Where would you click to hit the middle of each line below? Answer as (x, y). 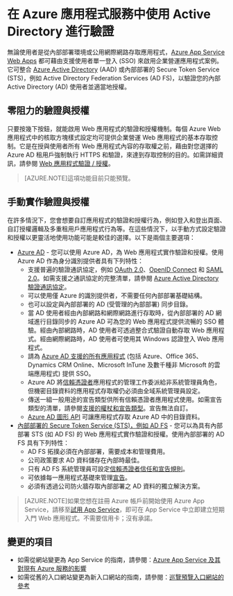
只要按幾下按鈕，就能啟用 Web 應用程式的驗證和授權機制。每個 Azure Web (114, 128)
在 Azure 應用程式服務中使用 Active (109, 14)
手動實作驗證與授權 (48, 202)
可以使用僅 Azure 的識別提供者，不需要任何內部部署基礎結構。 (117, 295)
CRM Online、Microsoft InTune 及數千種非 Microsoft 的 (136, 365)
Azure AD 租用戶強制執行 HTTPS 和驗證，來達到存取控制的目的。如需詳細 (112, 155)
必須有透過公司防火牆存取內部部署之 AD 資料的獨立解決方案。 (116, 486)
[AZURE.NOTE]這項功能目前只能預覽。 (79, 178)
